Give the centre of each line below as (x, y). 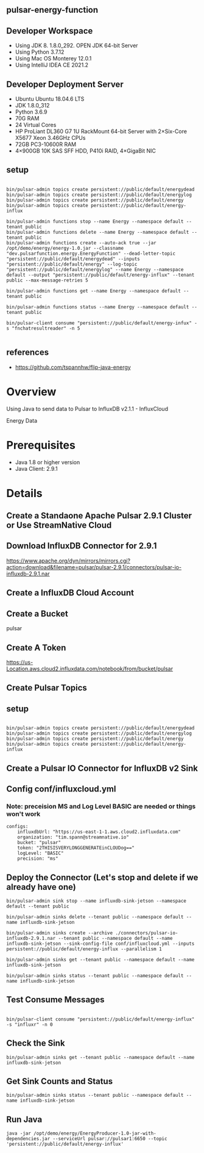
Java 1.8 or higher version (47, 462)
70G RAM (27, 118)
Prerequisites (41, 445)
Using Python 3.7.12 (40, 52)
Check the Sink (36, 1043)
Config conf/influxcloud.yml (61, 789)
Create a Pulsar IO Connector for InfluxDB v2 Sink (102, 768)
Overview (31, 392)
